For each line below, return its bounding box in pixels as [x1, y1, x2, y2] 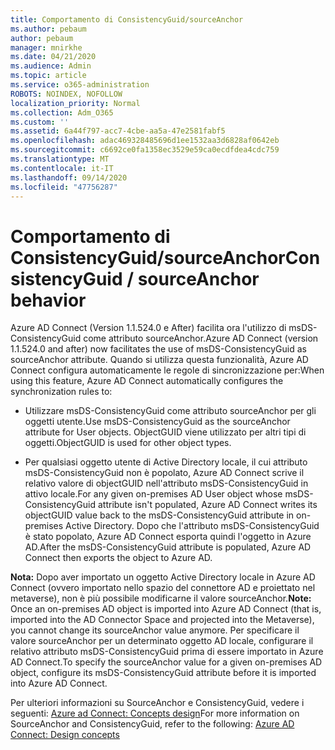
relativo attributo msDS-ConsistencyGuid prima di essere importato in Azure [10, 646, 324, 658]
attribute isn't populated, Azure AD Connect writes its [97, 499, 318, 511]
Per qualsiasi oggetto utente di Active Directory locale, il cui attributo [24, 456, 308, 468]
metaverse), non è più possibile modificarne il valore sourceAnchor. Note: [10, 592, 312, 605]
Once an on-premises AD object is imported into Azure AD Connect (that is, [10, 603, 322, 615]
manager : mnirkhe [10, 42, 83, 53]
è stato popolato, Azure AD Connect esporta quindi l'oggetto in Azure [24, 531, 312, 543]
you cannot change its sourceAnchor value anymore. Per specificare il [10, 624, 300, 636]
